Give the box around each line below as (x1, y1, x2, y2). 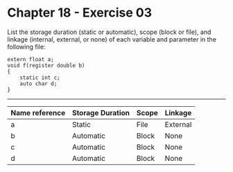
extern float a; (7, 55, 54, 63)
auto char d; (19, 80, 58, 87)
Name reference (10, 108, 66, 117)
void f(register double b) (7, 62, 85, 69)
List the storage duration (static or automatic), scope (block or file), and (7, 28, 212, 36)
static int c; (19, 74, 60, 81)
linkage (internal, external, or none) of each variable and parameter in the (7, 35, 217, 43)
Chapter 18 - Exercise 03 (7, 5, 153, 21)
